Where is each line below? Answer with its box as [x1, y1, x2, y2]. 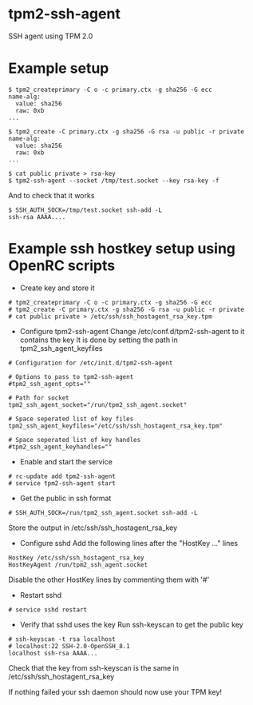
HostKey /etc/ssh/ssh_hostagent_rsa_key [8, 553, 145, 562]
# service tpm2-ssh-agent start [8, 479, 116, 488]
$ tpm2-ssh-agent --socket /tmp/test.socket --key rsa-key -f [8, 177, 219, 185]
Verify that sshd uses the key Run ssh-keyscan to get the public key [19, 619, 243, 629]
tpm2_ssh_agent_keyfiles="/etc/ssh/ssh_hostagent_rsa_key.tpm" [8, 421, 223, 430]
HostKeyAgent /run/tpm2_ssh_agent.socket [8, 560, 148, 568]
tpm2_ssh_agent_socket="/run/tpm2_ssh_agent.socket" [8, 400, 188, 408]
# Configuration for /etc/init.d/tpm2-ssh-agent [8, 359, 173, 367]
